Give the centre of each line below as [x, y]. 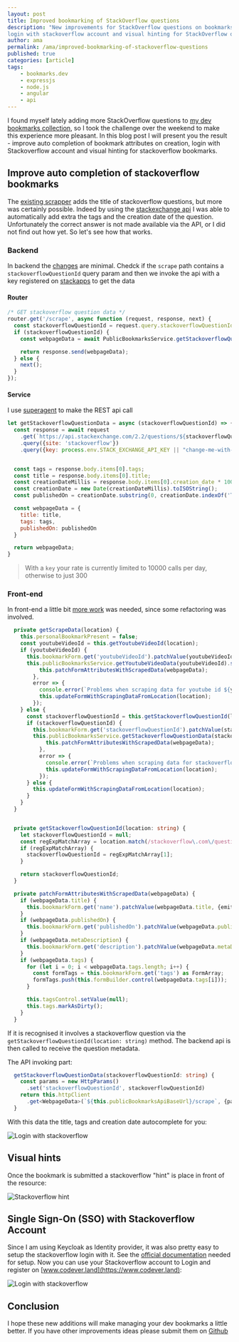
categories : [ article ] [41, 61]
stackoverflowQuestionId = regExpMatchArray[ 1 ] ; [100, 855]
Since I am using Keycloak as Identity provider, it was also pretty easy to [113, 1247]
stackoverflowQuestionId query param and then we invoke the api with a [114, 273]
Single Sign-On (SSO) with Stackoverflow [101, 1219]
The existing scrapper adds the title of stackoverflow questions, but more [115, 201]
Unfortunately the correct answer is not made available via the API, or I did [116, 224]
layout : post [27, 14]
